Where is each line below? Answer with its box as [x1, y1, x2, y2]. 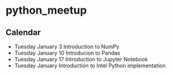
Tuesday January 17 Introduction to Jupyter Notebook [14, 56, 149, 62]
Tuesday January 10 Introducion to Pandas [14, 49, 121, 57]
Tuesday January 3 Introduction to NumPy [14, 43, 120, 50]
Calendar [5, 27, 41, 37]
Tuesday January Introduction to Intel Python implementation [14, 62, 166, 69]
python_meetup [5, 4, 87, 17]
